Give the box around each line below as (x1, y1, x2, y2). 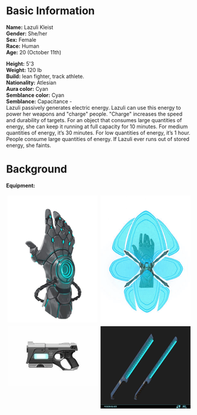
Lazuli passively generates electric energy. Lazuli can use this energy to (6, 104, 181, 111)
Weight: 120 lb (6, 66, 42, 73)
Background (6, 162, 67, 176)
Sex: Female (6, 36, 37, 43)
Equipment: (6, 182, 35, 189)
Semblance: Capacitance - (6, 97, 73, 104)
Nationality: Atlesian (6, 79, 57, 86)
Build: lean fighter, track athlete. (6, 73, 84, 80)
